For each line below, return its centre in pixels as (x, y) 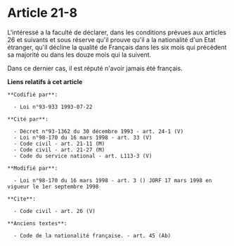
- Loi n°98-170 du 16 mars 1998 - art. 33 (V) (83, 137)
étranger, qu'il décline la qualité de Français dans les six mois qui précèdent (117, 47)
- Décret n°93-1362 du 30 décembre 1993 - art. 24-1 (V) (99, 131)
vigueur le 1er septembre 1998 (53, 186)
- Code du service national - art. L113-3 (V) (83, 156)
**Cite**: (22, 199)
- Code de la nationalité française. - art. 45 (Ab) (92, 235)
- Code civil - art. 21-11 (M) (59, 144)
